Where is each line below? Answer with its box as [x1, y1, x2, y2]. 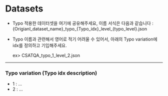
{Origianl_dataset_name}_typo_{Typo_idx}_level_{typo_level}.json [12, 25, 147, 31]
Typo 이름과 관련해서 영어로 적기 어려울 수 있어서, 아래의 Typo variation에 [12, 36, 157, 42]
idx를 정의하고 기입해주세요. [12, 42, 67, 48]
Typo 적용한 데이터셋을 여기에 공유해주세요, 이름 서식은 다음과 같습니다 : [12, 20, 153, 26]
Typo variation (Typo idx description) [5, 69, 97, 76]
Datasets [5, 3, 43, 14]
